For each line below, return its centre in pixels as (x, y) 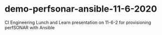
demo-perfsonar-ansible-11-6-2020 (81, 9)
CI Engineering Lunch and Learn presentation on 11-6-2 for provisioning (78, 22)
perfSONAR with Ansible (30, 27)
